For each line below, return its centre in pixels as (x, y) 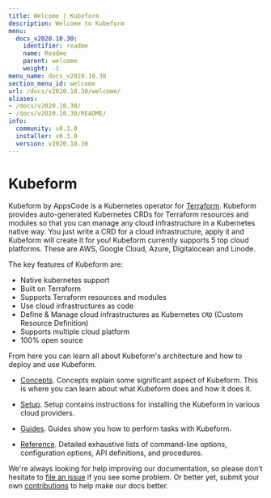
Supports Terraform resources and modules (93, 298)
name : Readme (45, 53)
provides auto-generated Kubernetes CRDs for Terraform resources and (129, 214)
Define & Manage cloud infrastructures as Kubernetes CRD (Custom (131, 314)
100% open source (51, 340)
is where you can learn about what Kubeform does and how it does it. (136, 389)
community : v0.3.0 (47, 129)
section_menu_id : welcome (52, 83)
